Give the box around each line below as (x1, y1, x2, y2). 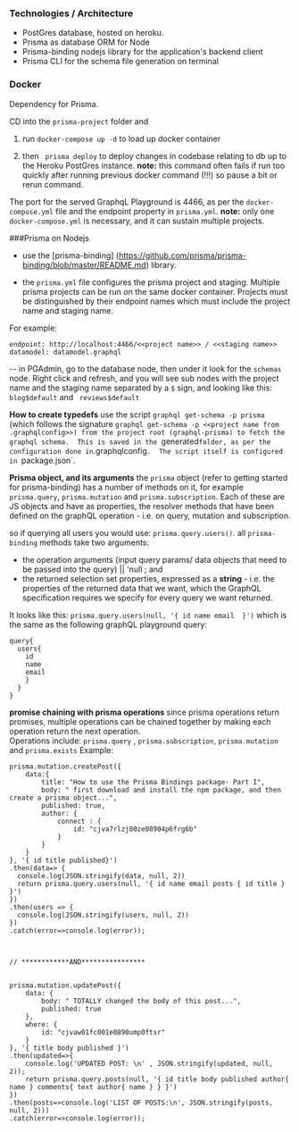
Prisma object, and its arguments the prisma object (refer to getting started (9, 472, 288, 482)
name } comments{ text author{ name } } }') (9, 1082, 178, 1092)
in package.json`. (9, 455, 76, 465)
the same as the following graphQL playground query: (9, 619, 208, 630)
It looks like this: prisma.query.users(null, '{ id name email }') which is (9, 609, 287, 620)
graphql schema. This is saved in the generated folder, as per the (9, 436, 271, 447)
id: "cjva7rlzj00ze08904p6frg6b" (72, 825, 198, 834)
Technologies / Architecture (9, 7, 134, 20)
